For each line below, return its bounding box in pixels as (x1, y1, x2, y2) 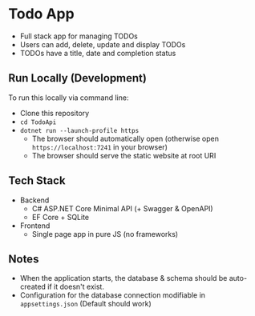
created (19, 282, 47, 292)
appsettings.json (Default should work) (19, 299, 152, 309)
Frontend (19, 221, 51, 230)
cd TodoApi (19, 118, 57, 126)
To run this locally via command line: (8, 93, 129, 102)
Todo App (8, 5, 75, 23)
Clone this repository (19, 108, 90, 118)
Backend (19, 195, 50, 205)
